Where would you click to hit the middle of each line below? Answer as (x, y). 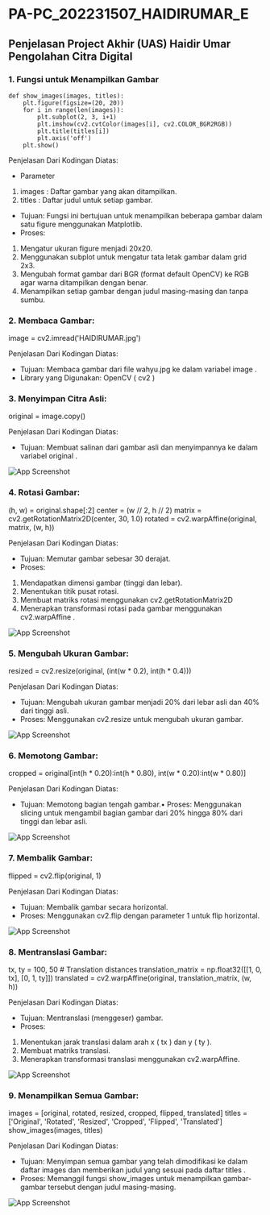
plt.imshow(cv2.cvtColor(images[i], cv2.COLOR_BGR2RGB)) (135, 124)
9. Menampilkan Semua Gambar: (74, 1095)
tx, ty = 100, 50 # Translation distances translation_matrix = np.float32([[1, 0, (135, 969)
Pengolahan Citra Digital (71, 56)
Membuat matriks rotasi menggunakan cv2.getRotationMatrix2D (127, 599)
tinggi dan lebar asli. (54, 822)
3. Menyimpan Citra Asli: (58, 399)
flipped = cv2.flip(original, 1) (55, 876)
